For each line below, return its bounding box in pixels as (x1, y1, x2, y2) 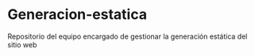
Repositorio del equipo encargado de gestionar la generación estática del (7, 32, 248, 41)
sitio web (7, 39, 37, 49)
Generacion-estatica (7, 6, 148, 24)
